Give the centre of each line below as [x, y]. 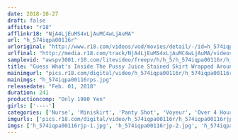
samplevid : [23, 60]
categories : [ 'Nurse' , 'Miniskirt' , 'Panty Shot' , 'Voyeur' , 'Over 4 [112, 112]
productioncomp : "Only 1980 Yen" [57, 100]
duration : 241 [28, 93]
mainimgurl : [25, 73]
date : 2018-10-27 [33, 14]
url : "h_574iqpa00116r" [42, 40]
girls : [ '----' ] [31, 106]
